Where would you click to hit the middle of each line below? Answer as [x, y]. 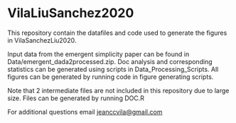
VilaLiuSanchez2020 [71, 13]
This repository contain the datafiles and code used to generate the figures [117, 33]
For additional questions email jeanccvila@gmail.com [85, 112]
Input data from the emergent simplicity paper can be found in [98, 54]
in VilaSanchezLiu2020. [42, 40]
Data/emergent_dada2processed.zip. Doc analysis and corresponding [110, 61]
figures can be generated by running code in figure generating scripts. [111, 77]
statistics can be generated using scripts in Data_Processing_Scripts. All [113, 69]
